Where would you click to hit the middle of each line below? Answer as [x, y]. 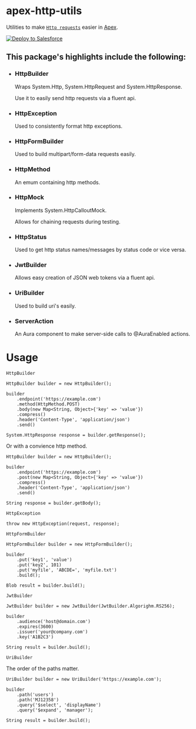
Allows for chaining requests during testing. [67, 221]
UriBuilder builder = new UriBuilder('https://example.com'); [84, 679]
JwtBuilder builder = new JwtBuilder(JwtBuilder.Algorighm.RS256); [91, 606]
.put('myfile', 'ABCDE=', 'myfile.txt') [67, 570]
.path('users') [35, 695]
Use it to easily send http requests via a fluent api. [75, 98]
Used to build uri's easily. [45, 306]
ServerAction [34, 321]
